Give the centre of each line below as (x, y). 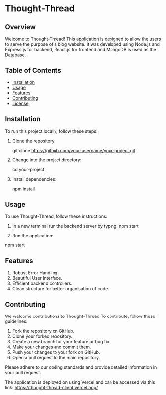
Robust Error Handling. (36, 273)
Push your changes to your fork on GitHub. (56, 352)
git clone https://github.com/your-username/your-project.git (74, 150)
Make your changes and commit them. (52, 347)
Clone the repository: (34, 141)
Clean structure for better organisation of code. (60, 289)
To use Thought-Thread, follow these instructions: (56, 216)
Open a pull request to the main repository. (56, 358)
